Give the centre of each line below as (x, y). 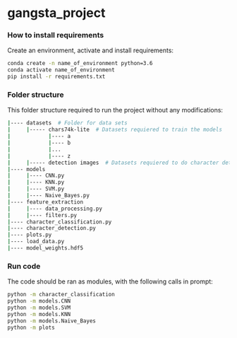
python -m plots (31, 327)
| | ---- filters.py (42, 215)
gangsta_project (56, 13)
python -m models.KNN (39, 314)
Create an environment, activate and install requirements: (91, 50)
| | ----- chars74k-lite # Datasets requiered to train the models (115, 130)
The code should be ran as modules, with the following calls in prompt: (110, 281)
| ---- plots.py (30, 235)
